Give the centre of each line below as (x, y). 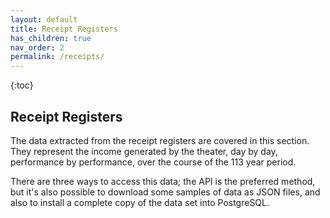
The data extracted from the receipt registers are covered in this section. (160, 140)
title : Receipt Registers (64, 29)
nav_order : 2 (37, 47)
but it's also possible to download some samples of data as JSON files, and (165, 192)
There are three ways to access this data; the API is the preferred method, (163, 181)
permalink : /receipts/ (57, 57)
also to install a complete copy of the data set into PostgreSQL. (140, 202)
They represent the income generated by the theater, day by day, (144, 151)
